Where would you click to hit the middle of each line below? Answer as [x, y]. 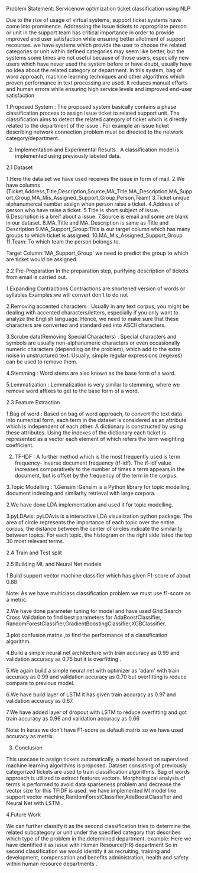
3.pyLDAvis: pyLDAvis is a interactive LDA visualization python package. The [99, 516]
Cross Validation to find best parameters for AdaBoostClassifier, [84, 617]
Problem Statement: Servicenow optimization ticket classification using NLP [98, 9]
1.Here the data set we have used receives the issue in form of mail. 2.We [95, 179]
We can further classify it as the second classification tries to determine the [98, 826]
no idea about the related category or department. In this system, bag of [94, 70]
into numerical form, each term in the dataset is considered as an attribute [96, 420]
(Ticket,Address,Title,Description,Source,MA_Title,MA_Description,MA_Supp [99, 191]
